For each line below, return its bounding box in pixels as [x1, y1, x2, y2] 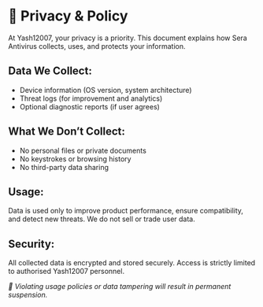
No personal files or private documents [19, 146, 147, 155]
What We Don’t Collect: [8, 125, 126, 139]
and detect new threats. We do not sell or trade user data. [8, 214, 195, 224]
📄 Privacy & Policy [8, 7, 128, 25]
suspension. [8, 290, 48, 300]
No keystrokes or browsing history [19, 153, 131, 164]
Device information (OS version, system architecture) [19, 85, 192, 94]
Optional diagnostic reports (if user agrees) [19, 102, 160, 111]
